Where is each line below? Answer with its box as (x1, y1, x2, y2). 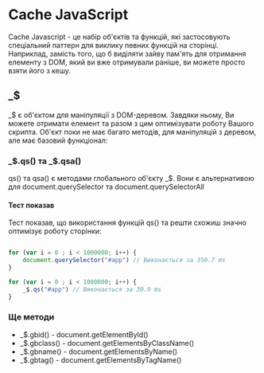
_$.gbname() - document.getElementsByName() (19, 347, 177, 356)
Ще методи (8, 312, 55, 323)
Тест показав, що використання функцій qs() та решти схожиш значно (8, 218, 247, 228)
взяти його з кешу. (8, 65, 72, 75)
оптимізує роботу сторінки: (8, 226, 102, 236)
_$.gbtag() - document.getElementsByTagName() (19, 355, 182, 364)
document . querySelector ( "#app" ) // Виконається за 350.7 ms (22, 257, 226, 265)
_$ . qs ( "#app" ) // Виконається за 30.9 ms (22, 285, 161, 293)
